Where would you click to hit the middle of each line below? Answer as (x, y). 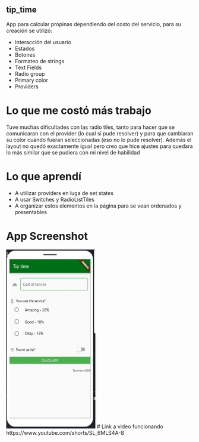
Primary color (31, 80)
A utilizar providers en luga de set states (64, 193)
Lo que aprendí (44, 176)
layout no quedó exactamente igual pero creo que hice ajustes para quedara (99, 146)
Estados (25, 48)
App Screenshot (47, 236)
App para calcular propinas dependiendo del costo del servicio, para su (94, 24)
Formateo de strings (40, 61)
